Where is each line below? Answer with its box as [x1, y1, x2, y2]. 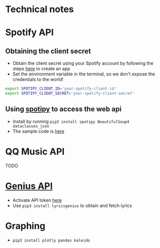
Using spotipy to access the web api [5, 105, 122, 113]
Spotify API [5, 27, 54, 38]
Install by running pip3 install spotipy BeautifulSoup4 [12, 118, 130, 125]
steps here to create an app [12, 66, 70, 72]
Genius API [5, 180, 53, 192]
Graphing [5, 220, 46, 231]
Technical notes [5, 4, 74, 15]
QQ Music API [5, 146, 65, 157]
